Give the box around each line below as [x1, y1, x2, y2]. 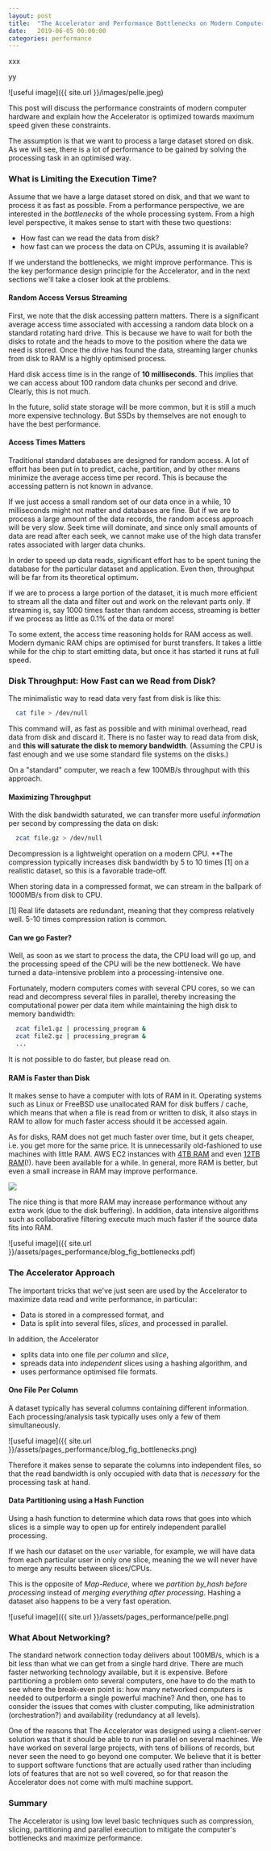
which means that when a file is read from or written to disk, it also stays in [8, 1108, 257, 1118]
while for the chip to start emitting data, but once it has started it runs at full [8, 646, 260, 656]
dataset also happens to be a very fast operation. [8, 1596, 172, 1606]
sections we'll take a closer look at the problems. [8, 274, 171, 284]
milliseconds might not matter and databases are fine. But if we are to [8, 505, 240, 515]
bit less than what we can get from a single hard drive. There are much [8, 1659, 244, 1669]
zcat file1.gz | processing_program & [15, 1025, 147, 1033]
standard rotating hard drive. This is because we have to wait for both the [8, 327, 252, 337]
